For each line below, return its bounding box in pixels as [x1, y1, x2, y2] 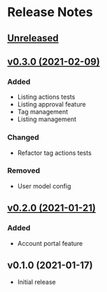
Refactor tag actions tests [17, 148, 92, 157]
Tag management [17, 108, 69, 116]
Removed [7, 166, 41, 176]
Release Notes [7, 4, 93, 20]
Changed [7, 132, 40, 142]
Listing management [17, 115, 77, 123]
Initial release [17, 278, 56, 286]
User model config [17, 181, 71, 190]
